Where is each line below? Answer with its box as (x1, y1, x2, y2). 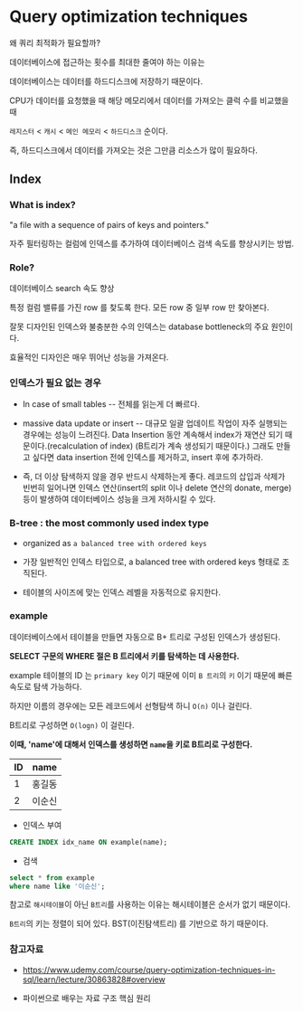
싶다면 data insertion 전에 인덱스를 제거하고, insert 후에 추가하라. (32, 452, 264, 463)
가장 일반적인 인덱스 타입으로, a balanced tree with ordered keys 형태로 (22, 556, 280, 567)
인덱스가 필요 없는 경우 (9, 376, 102, 389)
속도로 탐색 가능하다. (9, 681, 82, 692)
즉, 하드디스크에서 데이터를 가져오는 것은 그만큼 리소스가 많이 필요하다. (9, 145, 258, 156)
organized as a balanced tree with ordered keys (22, 537, 207, 548)
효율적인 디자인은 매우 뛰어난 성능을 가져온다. (9, 351, 169, 363)
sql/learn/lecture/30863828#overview (22, 974, 166, 985)
